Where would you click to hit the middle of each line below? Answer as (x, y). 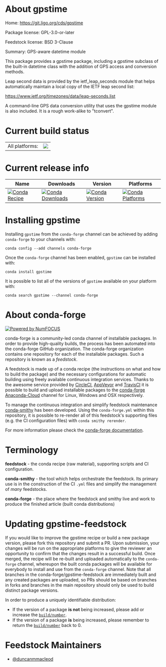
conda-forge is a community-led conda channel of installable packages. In (81, 338)
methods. (15, 71)
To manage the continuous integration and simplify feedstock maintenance (81, 405)
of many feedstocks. (26, 489)
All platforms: (23, 146)
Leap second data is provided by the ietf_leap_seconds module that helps (80, 81)
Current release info (47, 168)
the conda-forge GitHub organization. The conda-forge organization (75, 349)
